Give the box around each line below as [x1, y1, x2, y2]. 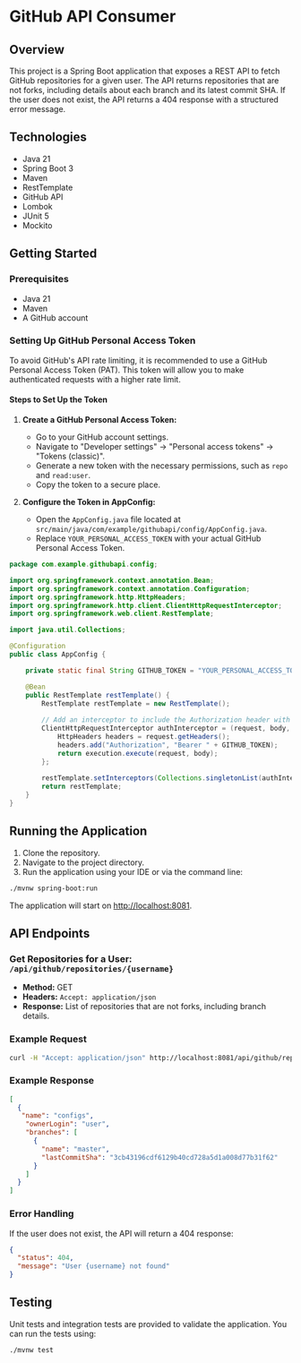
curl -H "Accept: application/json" [9, 1053, 146, 1062]
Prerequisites [9, 273, 69, 286]
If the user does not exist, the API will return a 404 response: [9, 1228, 234, 1239]
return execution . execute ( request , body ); [56, 749, 219, 758]
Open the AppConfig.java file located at [35, 514, 181, 525]
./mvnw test [9, 1345, 54, 1354]
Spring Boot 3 [21, 163, 74, 174]
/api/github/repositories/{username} [9, 964, 175, 973]
